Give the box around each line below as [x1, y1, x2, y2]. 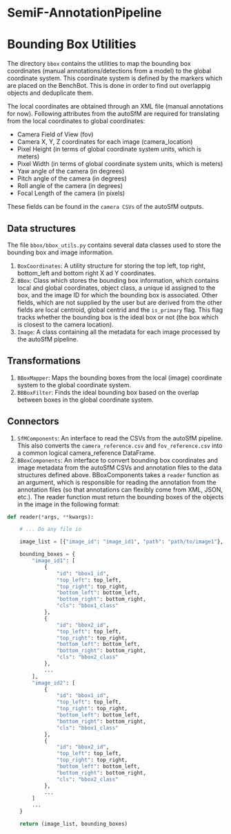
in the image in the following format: [17, 500, 120, 508]
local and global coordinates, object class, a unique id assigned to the [17, 284, 216, 292]
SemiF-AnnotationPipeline [7, 5, 162, 21]
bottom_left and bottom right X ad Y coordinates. [17, 268, 157, 277]
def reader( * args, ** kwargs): [7, 513, 94, 520]
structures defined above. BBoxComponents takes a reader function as [17, 470, 219, 479]
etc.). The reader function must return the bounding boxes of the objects [17, 492, 224, 501]
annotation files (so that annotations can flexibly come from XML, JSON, [17, 485, 223, 494]
